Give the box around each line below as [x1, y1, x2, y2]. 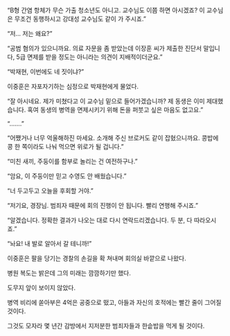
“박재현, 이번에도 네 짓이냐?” [7, 68, 85, 76]
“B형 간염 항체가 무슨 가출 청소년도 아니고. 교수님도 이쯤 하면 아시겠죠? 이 [7, 6, 206, 14]
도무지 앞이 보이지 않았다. [7, 283, 76, 292]
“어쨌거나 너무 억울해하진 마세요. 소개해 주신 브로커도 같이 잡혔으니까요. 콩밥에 [7, 134, 219, 142]
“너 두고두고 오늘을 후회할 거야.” [7, 186, 94, 195]
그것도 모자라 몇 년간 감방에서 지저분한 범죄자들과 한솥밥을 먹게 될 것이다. [7, 321, 205, 330]
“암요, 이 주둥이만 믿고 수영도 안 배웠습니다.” [7, 172, 127, 180]
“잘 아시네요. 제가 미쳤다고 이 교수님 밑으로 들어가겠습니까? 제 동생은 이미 [7, 97, 206, 105]
